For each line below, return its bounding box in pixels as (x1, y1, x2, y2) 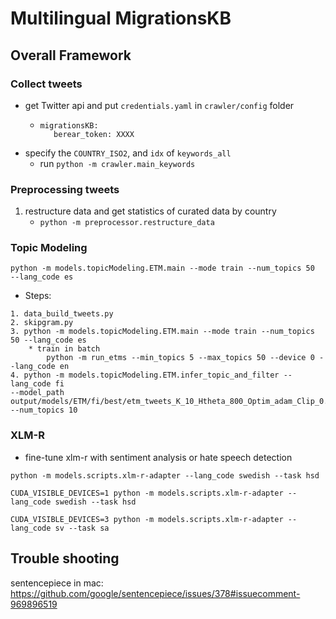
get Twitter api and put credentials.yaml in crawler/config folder (24, 99, 295, 111)
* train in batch (28, 344, 101, 354)
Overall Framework (10, 47, 132, 64)
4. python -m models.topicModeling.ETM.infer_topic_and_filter (10, 370, 280, 381)
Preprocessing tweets (10, 182, 120, 196)
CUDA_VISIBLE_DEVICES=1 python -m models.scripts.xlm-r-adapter (10, 488, 284, 498)
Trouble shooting (10, 550, 120, 567)
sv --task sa (54, 523, 110, 533)
